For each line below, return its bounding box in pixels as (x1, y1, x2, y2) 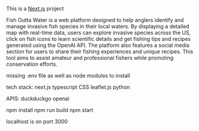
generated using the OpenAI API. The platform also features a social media (6, 41, 189, 49)
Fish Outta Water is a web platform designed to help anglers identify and (6, 17, 184, 23)
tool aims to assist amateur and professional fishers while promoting (6, 55, 174, 61)
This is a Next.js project (6, 5, 64, 12)
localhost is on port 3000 (6, 118, 69, 125)
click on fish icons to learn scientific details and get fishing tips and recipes (6, 36, 191, 42)
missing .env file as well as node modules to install (6, 72, 130, 79)
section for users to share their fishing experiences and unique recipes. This (6, 48, 194, 55)
